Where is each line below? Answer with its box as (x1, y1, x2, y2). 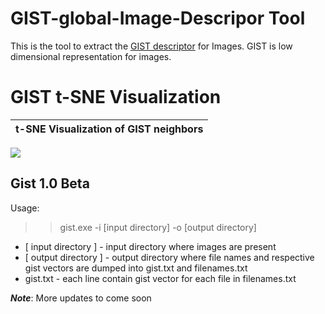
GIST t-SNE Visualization (10, 86, 222, 109)
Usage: (10, 202, 40, 214)
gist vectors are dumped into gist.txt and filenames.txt (24, 262, 248, 274)
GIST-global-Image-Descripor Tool (10, 7, 306, 30)
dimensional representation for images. (10, 50, 172, 62)
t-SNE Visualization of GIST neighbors (15, 122, 204, 136)
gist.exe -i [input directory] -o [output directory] (59, 221, 257, 233)
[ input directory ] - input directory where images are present (24, 240, 277, 252)
